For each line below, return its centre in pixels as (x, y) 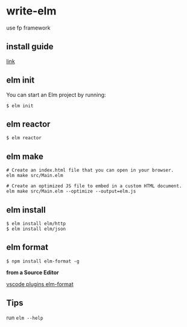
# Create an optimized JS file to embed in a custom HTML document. (94, 186)
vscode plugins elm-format (40, 284)
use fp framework (28, 28)
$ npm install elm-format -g (43, 261)
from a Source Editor (33, 272)
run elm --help (25, 317)
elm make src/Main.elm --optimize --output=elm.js (71, 192)
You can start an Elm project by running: (56, 95)
